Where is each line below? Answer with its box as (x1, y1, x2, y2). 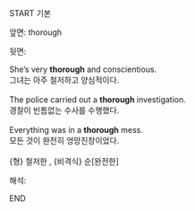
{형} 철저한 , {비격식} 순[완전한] (9, 156, 119, 166)
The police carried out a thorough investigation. (9, 94, 186, 105)
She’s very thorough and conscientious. (9, 64, 157, 75)
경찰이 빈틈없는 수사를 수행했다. (9, 105, 120, 115)
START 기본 (9, 8, 52, 18)
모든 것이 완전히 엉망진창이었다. (9, 136, 120, 145)
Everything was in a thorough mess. (9, 125, 143, 135)
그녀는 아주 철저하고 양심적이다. (9, 75, 120, 85)
